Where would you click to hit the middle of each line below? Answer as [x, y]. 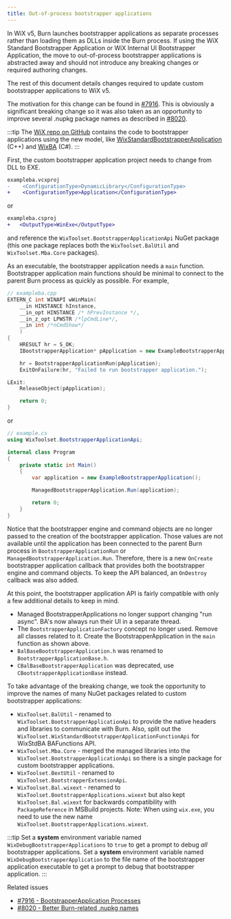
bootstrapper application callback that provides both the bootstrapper [106, 565]
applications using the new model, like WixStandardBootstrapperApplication [114, 139]
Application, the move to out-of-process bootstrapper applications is [104, 55]
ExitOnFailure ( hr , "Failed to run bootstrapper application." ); [113, 370]
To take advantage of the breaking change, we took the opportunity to [107, 686]
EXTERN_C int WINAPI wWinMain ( [52, 300]
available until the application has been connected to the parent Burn [105, 543]
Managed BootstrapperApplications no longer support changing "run [114, 614]
